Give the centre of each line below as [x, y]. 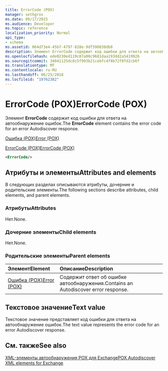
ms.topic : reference [27, 28]
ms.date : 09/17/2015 [27, 19]
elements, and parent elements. [38, 195]
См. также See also [36, 346]
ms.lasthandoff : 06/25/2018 [34, 75]
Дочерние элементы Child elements [51, 232]
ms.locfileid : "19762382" [32, 79]
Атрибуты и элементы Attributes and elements [81, 173]
